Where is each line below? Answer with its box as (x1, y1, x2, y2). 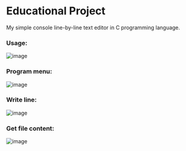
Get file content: (6, 124, 55, 132)
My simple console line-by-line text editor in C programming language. (6, 24, 181, 31)
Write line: (6, 95, 37, 104)
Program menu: (6, 67, 53, 76)
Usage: (6, 39, 28, 47)
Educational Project (6, 4, 106, 18)
